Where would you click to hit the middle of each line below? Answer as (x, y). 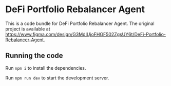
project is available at (28, 28)
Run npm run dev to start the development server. (57, 78)
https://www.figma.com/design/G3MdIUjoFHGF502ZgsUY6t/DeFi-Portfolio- (85, 34)
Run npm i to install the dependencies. (46, 68)
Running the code (34, 56)
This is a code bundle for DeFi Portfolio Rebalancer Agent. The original (80, 23)
